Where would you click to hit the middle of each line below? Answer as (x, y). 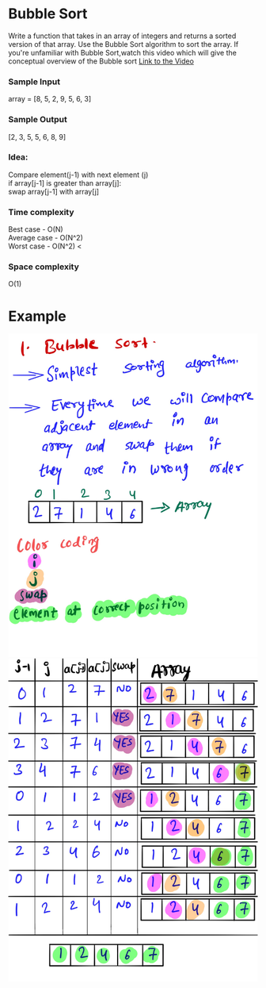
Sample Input (34, 82)
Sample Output (38, 120)
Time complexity (41, 212)
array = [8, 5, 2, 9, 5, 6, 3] (50, 99)
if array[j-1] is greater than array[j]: (65, 183)
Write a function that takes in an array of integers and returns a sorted (122, 36)
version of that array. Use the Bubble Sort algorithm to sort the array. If (123, 44)
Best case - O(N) (36, 229)
